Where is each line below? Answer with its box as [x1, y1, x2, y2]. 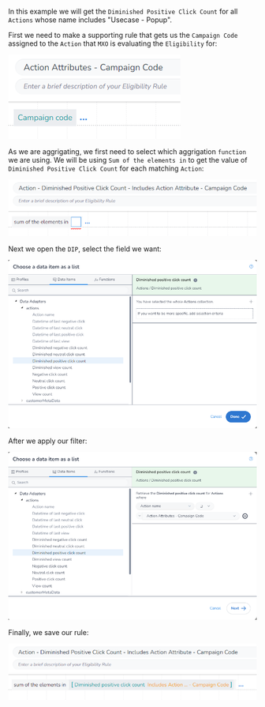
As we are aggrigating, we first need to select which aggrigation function [8, 147, 247, 156]
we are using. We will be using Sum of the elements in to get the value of [8, 156, 248, 164]
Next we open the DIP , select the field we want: [8, 244, 162, 254]
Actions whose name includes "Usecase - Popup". [8, 15, 172, 24]
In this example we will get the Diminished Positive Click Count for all [8, 7, 238, 16]
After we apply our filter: [8, 436, 88, 446]
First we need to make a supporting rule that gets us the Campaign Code [8, 31, 238, 39]
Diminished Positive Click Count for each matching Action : [8, 164, 204, 173]
